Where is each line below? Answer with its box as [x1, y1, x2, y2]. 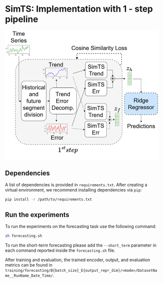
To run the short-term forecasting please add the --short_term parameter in [5, 242, 157, 248]
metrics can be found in [5, 262, 52, 268]
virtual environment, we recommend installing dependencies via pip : [5, 187, 142, 193]
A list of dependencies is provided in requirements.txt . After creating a [5, 182, 147, 188]
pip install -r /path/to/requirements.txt [5, 197, 92, 202]
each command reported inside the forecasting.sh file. [5, 247, 115, 253]
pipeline [5, 14, 38, 25]
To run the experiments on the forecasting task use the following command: [5, 223, 157, 229]
